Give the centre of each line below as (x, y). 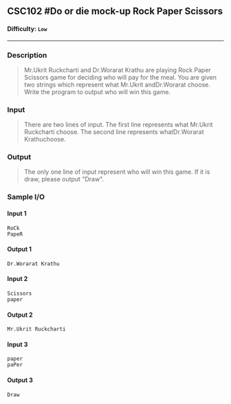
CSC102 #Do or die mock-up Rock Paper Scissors (115, 11)
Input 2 (18, 279)
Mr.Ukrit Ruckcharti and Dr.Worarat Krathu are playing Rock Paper (117, 70)
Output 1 (20, 249)
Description (27, 55)
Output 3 (20, 380)
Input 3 (18, 344)
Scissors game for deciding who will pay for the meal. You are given (120, 77)
